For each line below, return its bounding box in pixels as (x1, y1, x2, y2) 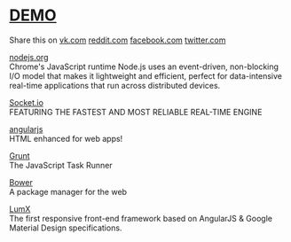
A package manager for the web (9, 186, 127, 197)
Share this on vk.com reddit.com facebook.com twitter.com (9, 35, 226, 45)
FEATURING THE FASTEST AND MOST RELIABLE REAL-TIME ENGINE (9, 106, 263, 117)
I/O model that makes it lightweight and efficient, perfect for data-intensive (9, 70, 282, 81)
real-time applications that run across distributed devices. (9, 80, 221, 90)
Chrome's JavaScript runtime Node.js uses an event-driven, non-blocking (9, 61, 279, 72)
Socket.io (9, 97, 44, 107)
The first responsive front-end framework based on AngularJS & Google (9, 213, 273, 223)
